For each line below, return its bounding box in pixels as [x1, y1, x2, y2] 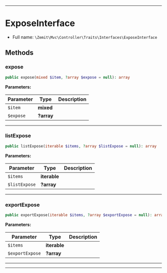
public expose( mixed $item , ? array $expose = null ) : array [5, 75, 130, 80]
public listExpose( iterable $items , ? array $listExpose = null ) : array [5, 143, 157, 148]
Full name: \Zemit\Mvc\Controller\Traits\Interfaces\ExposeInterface [12, 34, 158, 40]
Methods [5, 48, 34, 57]
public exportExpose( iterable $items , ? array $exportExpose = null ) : [5, 212, 153, 217]
